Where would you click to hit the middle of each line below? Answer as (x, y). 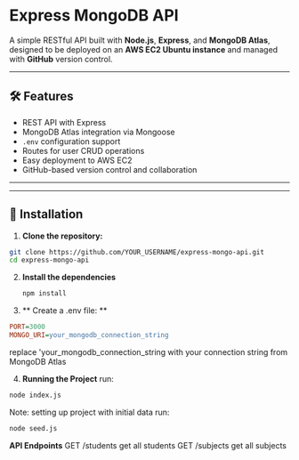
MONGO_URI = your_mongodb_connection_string (89, 335)
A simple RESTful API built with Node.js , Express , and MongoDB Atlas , (140, 40)
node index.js (36, 395)
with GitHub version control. (61, 59)
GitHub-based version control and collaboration (109, 169)
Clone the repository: (62, 236)
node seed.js (33, 428)
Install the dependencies (69, 278)
